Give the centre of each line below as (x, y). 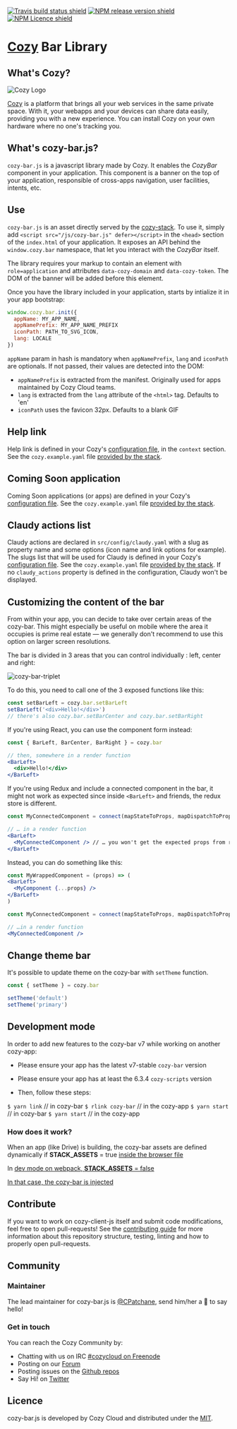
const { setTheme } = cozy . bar (53, 986)
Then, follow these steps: (54, 1092)
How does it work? (40, 1132)
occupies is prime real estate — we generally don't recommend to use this (115, 634)
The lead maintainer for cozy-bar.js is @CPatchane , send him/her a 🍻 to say (117, 1301)
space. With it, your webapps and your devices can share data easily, (108, 111)
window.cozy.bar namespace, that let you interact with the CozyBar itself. (114, 249)
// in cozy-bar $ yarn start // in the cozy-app (74, 1113)
